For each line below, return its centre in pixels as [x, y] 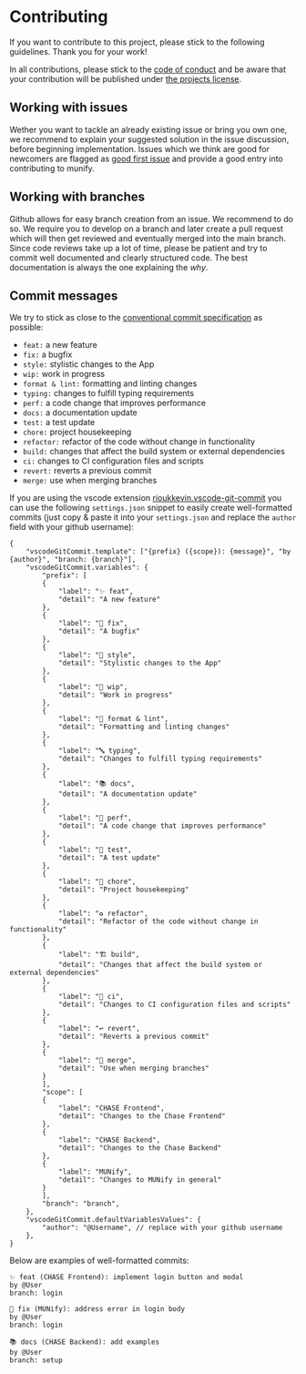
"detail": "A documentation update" [127, 794]
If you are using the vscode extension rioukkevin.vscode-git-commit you [146, 498]
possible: [26, 327]
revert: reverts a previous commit [87, 471]
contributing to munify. [52, 168]
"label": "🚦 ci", [91, 997]
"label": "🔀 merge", [97, 1061]
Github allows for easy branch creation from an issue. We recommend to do [152, 219]
